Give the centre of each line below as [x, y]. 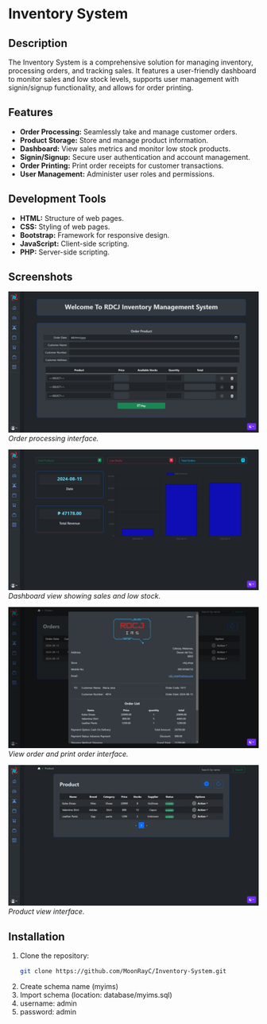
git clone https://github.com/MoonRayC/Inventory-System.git [123, 972]
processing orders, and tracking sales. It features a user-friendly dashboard [132, 71]
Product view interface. [46, 912]
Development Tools [57, 199]
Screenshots [41, 277]
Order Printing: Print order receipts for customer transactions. [122, 165]
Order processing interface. [54, 438]
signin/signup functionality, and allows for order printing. [101, 87]
